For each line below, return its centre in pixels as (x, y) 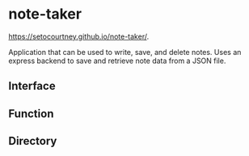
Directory (33, 141)
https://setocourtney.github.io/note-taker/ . (79, 36)
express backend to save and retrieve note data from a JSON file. (117, 61)
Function (31, 114)
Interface (32, 86)
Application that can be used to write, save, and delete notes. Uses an (125, 52)
